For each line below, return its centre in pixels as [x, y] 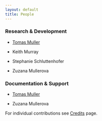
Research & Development [36, 31]
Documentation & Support [37, 83]
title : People [20, 14]
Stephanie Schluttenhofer [38, 61]
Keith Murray [25, 52]
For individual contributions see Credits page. [51, 113]
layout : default [22, 10]
